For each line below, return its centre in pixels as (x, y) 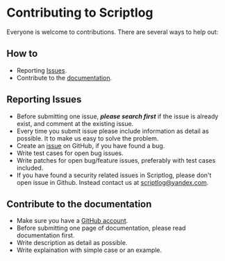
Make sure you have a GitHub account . (72, 221)
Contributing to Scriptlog (80, 13)
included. (30, 168)
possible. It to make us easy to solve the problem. (87, 138)
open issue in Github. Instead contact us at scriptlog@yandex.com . (112, 182)
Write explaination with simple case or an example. (89, 250)
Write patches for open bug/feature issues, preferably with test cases (116, 160)
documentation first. (45, 235)
